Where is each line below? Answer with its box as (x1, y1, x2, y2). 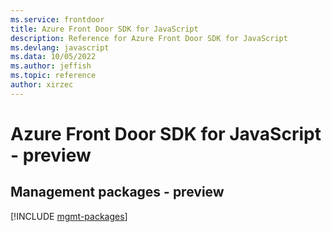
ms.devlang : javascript (10, 42, 110, 53)
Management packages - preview (10, 184, 225, 201)
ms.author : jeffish (10, 61, 92, 71)
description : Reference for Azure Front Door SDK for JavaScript (10, 33, 288, 43)
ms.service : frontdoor (10, 14, 105, 25)
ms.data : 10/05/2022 (10, 52, 97, 62)
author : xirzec (10, 80, 74, 90)
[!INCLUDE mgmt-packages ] (10, 210, 128, 222)
